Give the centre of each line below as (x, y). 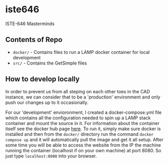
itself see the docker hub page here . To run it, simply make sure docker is (83, 129)
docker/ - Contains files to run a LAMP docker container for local (81, 52)
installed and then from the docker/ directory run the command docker (80, 134)
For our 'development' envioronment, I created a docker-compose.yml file (83, 112)
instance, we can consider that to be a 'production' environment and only (83, 97)
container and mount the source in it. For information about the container (82, 123)
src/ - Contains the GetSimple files (50, 63)
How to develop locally (42, 79)
